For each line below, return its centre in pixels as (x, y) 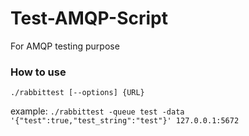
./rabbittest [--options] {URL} (77, 93)
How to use (38, 72)
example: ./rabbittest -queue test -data (97, 111)
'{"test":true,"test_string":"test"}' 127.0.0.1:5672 (125, 121)
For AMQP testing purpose (65, 46)
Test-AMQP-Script (89, 18)
